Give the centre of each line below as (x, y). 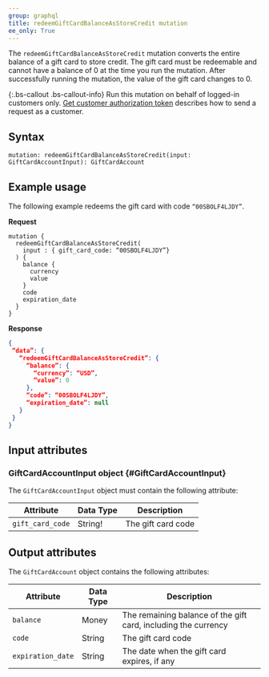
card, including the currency (175, 625)
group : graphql (34, 16)
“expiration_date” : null (68, 403)
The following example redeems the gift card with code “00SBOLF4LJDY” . (126, 206)
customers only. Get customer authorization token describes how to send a (132, 103)
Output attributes (52, 552)
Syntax (26, 137)
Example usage (47, 186)
